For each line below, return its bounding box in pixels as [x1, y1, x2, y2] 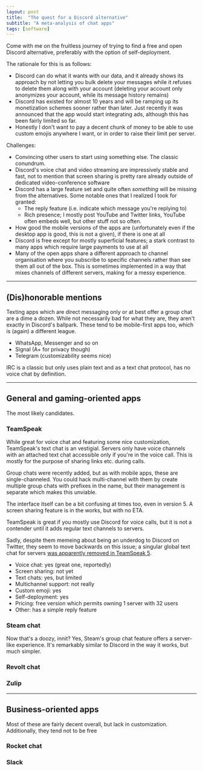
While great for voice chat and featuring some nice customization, [6, 438, 171, 446]
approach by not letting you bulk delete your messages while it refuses [14, 79, 192, 86]
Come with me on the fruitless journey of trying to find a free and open [6, 42, 182, 50]
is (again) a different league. [6, 328, 77, 335]
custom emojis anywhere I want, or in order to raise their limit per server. [14, 130, 196, 137]
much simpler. [6, 648, 42, 655]
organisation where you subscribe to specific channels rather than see [14, 256, 191, 264]
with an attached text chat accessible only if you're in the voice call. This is [6, 451, 193, 458]
